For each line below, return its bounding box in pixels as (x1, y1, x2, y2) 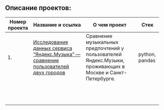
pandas (138, 57, 156, 64)
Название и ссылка (33, 21, 82, 28)
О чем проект (92, 21, 127, 28)
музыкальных (85, 38, 119, 45)
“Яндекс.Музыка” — (33, 51, 81, 57)
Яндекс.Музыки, (85, 57, 124, 64)
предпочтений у (85, 45, 124, 52)
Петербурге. (85, 75, 116, 82)
